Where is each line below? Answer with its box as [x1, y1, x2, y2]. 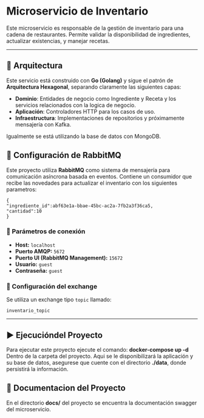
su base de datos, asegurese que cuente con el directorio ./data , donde [6, 358, 186, 366]
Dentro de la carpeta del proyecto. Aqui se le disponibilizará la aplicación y [6, 352, 193, 360]
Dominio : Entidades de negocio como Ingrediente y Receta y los [15, 95, 177, 102]
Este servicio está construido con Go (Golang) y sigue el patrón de [6, 77, 174, 84]
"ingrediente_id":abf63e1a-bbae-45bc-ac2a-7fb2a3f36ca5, [6, 202, 154, 209]
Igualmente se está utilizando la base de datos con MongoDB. [6, 132, 161, 140]
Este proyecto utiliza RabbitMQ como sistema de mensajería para [6, 166, 171, 174]
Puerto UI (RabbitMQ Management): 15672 [15, 254, 123, 261]
